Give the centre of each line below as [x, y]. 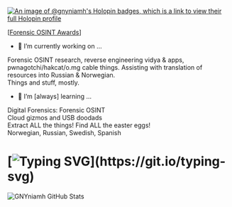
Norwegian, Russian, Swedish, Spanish [65, 133]
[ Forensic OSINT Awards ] [44, 32]
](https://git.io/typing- [158, 162]
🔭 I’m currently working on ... [60, 46]
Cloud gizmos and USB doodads [55, 118]
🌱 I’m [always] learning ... [55, 96]
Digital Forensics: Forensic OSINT [56, 110]
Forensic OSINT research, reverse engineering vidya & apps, [96, 60]
